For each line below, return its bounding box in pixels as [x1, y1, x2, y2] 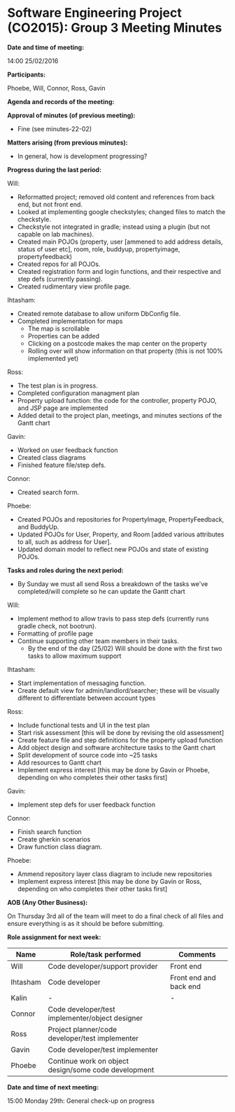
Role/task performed [70, 949, 141, 959]
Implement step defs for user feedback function [17, 800, 156, 809]
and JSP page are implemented [17, 404, 108, 412]
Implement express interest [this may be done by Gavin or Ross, [17, 877, 202, 885]
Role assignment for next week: [7, 932, 101, 941]
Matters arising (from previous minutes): [7, 138, 128, 147]
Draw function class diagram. [17, 842, 103, 851]
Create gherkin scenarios [17, 835, 91, 843]
